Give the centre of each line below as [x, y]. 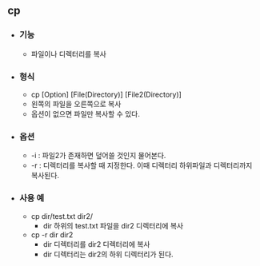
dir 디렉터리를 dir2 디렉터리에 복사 [96, 244]
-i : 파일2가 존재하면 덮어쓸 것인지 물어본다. [98, 156]
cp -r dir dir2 [52, 234]
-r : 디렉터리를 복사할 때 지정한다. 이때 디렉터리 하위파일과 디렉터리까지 [142, 165]
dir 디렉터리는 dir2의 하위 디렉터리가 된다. [108, 254]
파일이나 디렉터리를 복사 [69, 54]
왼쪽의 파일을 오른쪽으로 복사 [76, 104]
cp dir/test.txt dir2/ [62, 216]
